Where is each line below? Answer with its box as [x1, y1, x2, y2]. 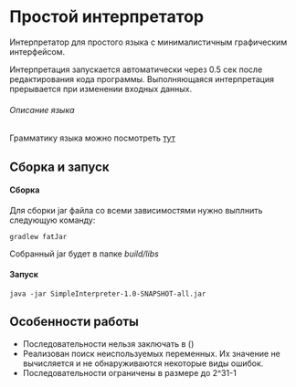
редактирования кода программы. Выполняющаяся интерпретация [9, 73, 274, 84]
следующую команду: [9, 214, 96, 225]
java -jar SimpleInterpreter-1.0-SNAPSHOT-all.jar [9, 289, 206, 298]
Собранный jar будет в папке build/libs [9, 248, 160, 259]
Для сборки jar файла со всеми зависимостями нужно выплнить [9, 204, 263, 215]
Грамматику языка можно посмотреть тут [9, 132, 175, 143]
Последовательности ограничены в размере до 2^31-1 [22, 367, 238, 378]
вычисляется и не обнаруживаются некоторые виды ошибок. [22, 358, 264, 369]
